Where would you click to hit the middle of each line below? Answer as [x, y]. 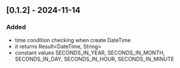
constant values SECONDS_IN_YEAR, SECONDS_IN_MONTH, [90, 53]
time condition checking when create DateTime [73, 40]
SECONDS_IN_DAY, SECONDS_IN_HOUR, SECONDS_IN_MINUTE [94, 59]
